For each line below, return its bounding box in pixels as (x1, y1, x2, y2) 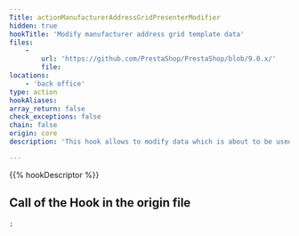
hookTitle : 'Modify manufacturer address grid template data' (9, 29, 245, 38)
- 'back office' (25, 79, 86, 88)
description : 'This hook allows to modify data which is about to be (9, 137, 273, 146)
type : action (9, 87, 58, 96)
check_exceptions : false (9, 112, 101, 121)
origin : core (9, 129, 58, 138)
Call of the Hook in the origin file (9, 195, 191, 210)
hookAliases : (9, 95, 58, 105)
